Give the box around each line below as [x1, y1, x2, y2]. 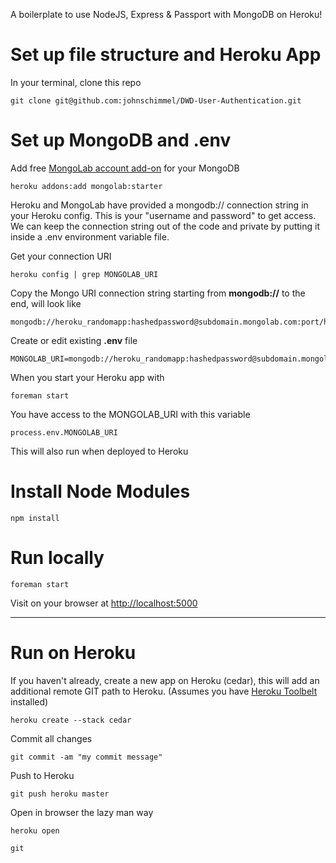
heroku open [10, 825, 60, 836]
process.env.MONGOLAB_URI [10, 427, 118, 438]
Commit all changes [10, 732, 93, 744]
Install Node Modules [10, 480, 191, 503]
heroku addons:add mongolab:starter [10, 181, 163, 191]
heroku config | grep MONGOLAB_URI [10, 269, 159, 279]
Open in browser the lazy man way [10, 806, 154, 818]
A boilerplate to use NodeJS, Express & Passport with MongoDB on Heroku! [10, 9, 323, 20]
